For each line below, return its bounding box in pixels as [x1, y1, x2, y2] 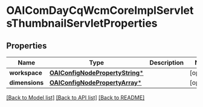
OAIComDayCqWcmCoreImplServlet [6, 4, 194, 18]
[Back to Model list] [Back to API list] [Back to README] [6, 94, 145, 101]
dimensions [9, 79, 44, 86]
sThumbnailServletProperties [6, 16, 158, 30]
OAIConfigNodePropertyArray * [49, 79, 142, 86]
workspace [9, 69, 42, 77]
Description [149, 59, 184, 66]
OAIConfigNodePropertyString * [49, 69, 144, 77]
